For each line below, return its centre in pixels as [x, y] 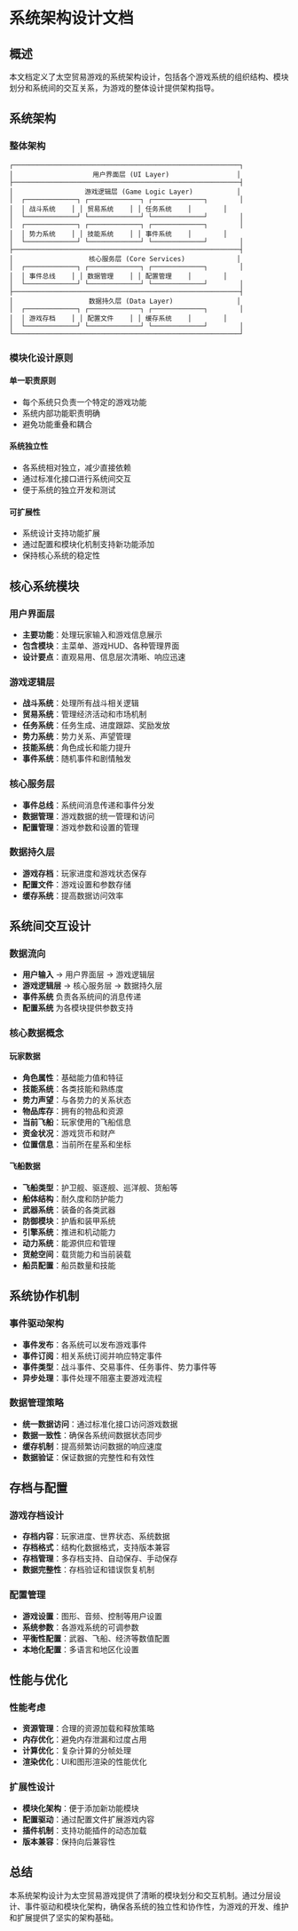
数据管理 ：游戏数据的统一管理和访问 [88, 816]
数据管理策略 [37, 1403]
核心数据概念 [37, 1033]
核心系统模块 [44, 586]
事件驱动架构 [37, 1323]
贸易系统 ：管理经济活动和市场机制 [84, 714]
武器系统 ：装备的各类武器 [69, 1210]
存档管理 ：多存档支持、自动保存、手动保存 [100, 1559]
